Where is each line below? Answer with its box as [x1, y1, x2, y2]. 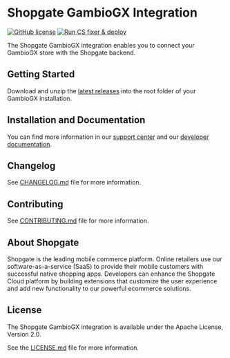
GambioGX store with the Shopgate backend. [7, 48, 136, 57]
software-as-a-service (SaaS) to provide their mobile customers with [7, 263, 204, 270]
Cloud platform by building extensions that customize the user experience [7, 277, 218, 285]
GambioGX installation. [7, 94, 73, 102]
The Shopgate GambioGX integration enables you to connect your [7, 41, 195, 49]
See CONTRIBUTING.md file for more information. [7, 216, 150, 225]
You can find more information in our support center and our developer [7, 133, 209, 141]
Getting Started [7, 68, 75, 80]
